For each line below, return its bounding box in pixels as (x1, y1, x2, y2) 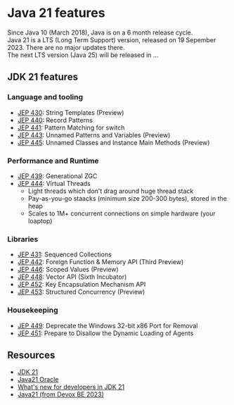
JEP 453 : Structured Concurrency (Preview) (17, 287, 145, 297)
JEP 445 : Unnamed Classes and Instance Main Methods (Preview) (17, 138, 210, 147)
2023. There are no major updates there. (7, 43, 125, 51)
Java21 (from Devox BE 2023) (17, 390, 104, 399)
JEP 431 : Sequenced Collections (17, 250, 112, 258)
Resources (7, 349, 56, 361)
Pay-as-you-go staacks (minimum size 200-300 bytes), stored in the (27, 194, 227, 202)
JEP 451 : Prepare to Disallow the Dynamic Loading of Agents (17, 329, 194, 337)
